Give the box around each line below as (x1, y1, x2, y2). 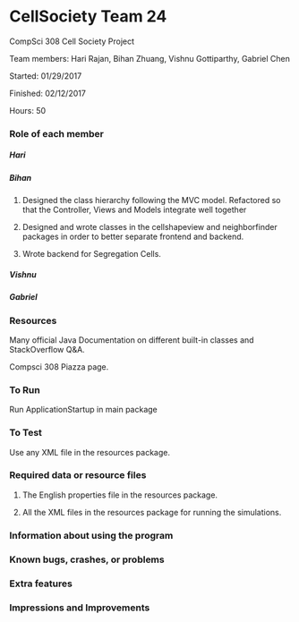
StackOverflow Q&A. (9, 344, 85, 354)
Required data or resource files (9, 469, 147, 481)
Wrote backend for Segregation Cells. (21, 249, 161, 260)
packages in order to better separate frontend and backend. (21, 231, 244, 243)
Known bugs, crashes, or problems (9, 553, 165, 566)
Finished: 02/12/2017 (9, 88, 87, 98)
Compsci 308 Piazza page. (9, 361, 109, 372)
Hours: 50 (9, 105, 47, 115)
